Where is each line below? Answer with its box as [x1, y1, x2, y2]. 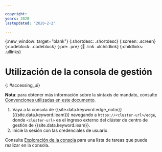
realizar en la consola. [5, 142, 50, 148]
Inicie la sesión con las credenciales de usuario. [12, 127, 109, 133]
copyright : [5, 11, 27, 16]
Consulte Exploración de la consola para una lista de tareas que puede [5, 137, 148, 143]
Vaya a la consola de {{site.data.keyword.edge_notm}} [12, 107, 122, 113]
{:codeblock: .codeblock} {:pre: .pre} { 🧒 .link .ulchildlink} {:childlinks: [5, 44, 143, 50]
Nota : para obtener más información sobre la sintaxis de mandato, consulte [5, 92, 158, 98]
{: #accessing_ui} [5, 82, 40, 89]
